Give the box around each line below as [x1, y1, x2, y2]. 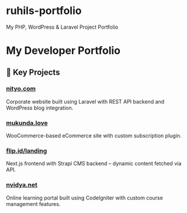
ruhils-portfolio [6, 4, 82, 18]
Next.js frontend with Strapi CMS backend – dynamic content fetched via [6, 160, 182, 167]
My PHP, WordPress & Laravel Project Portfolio [6, 23, 119, 30]
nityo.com [6, 85, 36, 93]
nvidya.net [6, 181, 38, 189]
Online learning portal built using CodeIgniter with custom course [6, 194, 164, 201]
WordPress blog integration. [6, 104, 74, 111]
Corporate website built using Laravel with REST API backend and [6, 98, 165, 105]
